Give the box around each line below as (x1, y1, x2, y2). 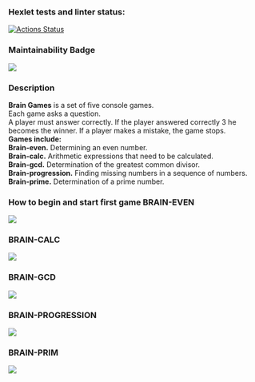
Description (8, 82, 55, 94)
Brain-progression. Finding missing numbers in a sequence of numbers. (8, 168, 248, 177)
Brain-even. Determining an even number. (8, 142, 148, 152)
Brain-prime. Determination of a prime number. (8, 177, 165, 186)
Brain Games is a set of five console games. (8, 100, 154, 109)
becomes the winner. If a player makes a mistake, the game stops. (8, 125, 226, 135)
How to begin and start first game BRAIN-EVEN (8, 197, 195, 208)
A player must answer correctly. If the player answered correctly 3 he (8, 117, 237, 126)
